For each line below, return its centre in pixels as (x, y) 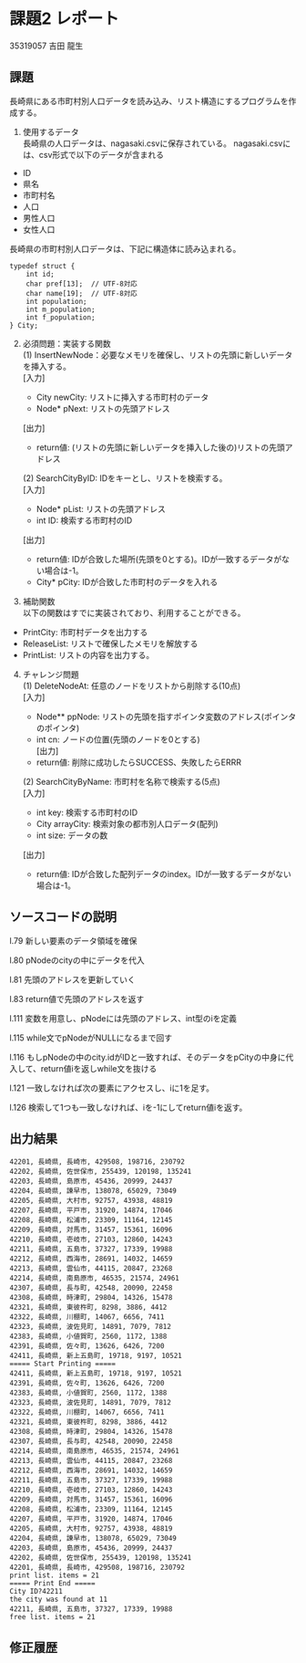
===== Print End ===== (52, 1584)
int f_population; (61, 317)
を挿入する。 (46, 366)
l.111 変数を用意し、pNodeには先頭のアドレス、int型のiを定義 (123, 1018)
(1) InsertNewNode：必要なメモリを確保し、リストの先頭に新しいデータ (158, 355)
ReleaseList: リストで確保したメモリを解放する (110, 643)
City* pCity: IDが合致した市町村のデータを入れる (127, 581)
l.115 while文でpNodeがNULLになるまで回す (91, 1038)
